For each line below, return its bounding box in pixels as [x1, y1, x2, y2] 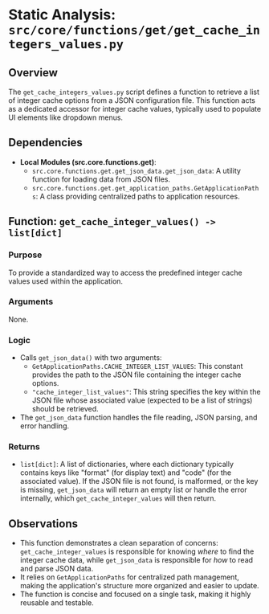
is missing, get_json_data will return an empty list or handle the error [19, 485, 247, 495]
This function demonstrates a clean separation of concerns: [19, 538, 218, 548]
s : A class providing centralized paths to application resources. [31, 191, 240, 201]
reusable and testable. [19, 598, 94, 608]
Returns [8, 441, 40, 452]
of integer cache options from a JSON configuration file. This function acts [8, 96, 255, 105]
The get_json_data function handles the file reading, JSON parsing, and [19, 412, 258, 423]
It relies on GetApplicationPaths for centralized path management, [19, 572, 239, 582]
